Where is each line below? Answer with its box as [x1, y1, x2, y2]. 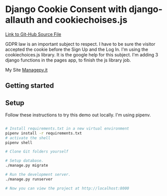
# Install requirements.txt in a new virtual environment [5, 126, 129, 131]
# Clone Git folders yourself [5, 149, 69, 154]
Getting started [5, 82, 54, 90]
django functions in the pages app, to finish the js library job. [5, 57, 131, 63]
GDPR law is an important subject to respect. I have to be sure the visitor [5, 41, 155, 47]
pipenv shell [5, 140, 33, 145]
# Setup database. [5, 158, 44, 163]
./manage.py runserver [5, 176, 53, 182]
